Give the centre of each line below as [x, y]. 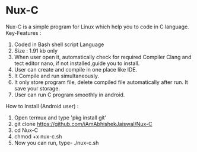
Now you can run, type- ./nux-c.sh [56, 143]
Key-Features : [23, 33]
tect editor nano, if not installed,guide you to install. [77, 63]
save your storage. [37, 88]
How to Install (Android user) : [42, 106]
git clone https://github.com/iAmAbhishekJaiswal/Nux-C [83, 124]
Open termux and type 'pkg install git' [60, 117]
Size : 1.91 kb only [36, 50]
